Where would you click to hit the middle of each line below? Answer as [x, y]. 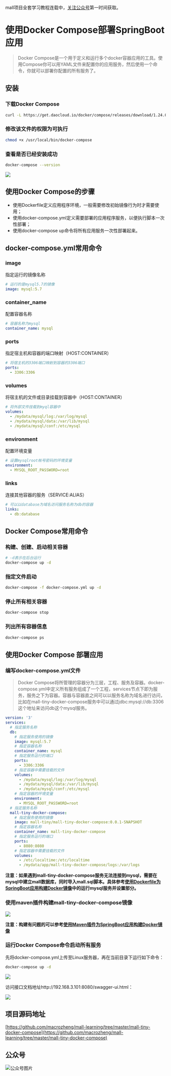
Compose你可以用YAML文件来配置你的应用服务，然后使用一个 [88, 64]
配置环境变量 [19, 451]
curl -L [13, 115]
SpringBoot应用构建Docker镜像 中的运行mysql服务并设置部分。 [72, 888]
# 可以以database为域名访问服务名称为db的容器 [49, 505]
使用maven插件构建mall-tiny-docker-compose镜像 [69, 903]
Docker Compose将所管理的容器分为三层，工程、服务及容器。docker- [91, 683]
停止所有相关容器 [26, 602]
